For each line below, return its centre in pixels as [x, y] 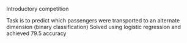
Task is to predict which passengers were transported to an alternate [93, 20]
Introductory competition [38, 9]
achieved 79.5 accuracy [36, 33]
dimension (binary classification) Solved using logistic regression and [94, 27]
